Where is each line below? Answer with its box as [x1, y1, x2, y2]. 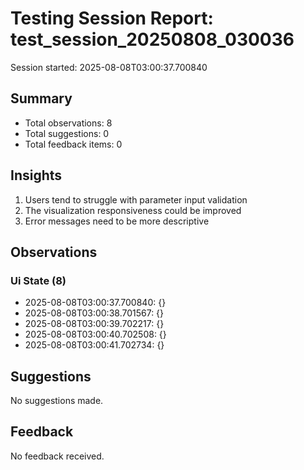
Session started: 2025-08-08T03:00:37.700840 [10, 61, 208, 73]
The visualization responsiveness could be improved [24, 204, 242, 216]
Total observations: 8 [24, 117, 113, 129]
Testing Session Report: [10, 7, 214, 30]
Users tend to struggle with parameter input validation [24, 193, 248, 206]
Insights [10, 167, 63, 184]
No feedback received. [10, 450, 105, 462]
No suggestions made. [10, 395, 104, 407]
